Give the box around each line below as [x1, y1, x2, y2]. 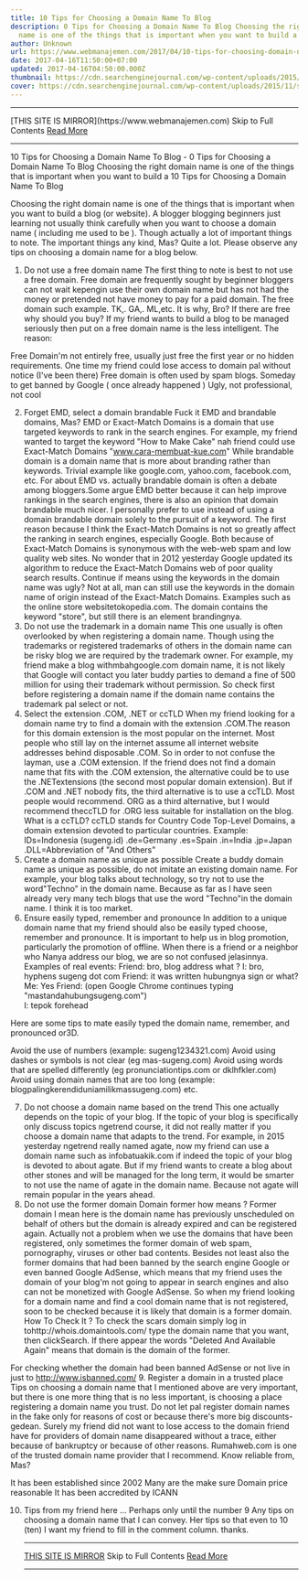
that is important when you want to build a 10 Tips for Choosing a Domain [10, 170, 287, 181]
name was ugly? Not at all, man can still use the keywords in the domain [23, 582, 295, 593]
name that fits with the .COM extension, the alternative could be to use [23, 766, 290, 778]
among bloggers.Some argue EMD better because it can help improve [23, 484, 287, 495]
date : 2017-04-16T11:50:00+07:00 [10, 56, 138, 65]
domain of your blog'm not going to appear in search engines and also [23, 1276, 289, 1287]
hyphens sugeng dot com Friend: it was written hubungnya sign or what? [23, 971, 299, 982]
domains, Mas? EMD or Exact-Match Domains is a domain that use [23, 416, 275, 427]
